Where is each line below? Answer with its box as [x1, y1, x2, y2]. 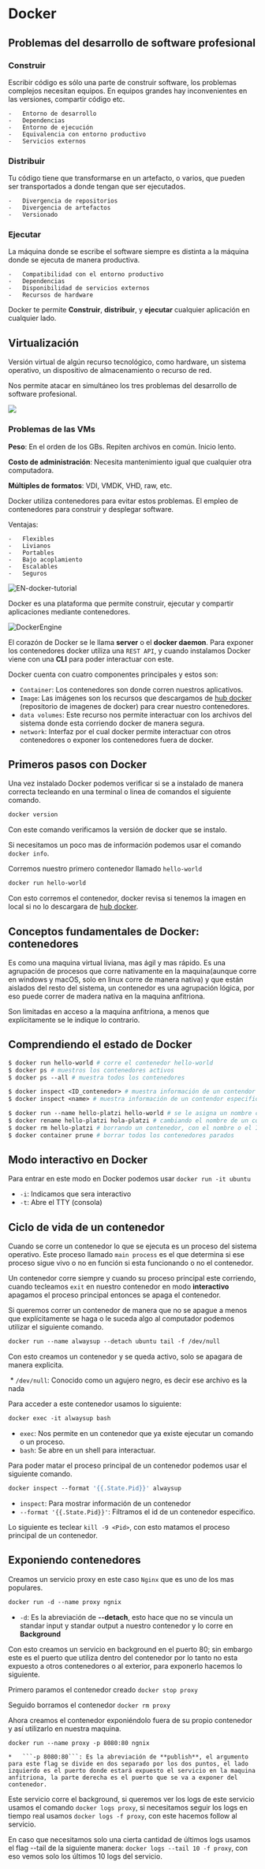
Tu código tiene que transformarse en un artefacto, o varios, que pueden [8, 173, 245, 183]
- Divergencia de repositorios [8, 197, 118, 205]
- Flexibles [8, 535, 55, 543]
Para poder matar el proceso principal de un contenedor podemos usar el [8, 1461, 247, 1471]
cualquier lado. [8, 313, 57, 323]
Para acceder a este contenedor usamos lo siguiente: [8, 1399, 181, 1408]
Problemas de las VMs [8, 423, 96, 435]
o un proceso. [19, 1437, 65, 1447]
